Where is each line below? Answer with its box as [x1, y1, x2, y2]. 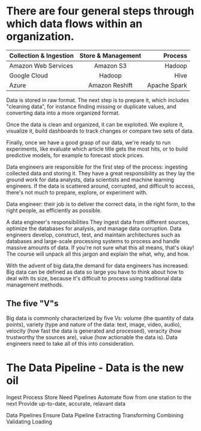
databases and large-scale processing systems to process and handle [6, 237, 180, 244]
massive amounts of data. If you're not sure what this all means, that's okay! [6, 244, 194, 251]
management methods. [6, 281, 64, 288]
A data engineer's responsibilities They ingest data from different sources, [6, 218, 190, 226]
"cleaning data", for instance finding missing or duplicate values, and [6, 103, 177, 110]
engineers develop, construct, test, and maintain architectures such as [6, 231, 181, 238]
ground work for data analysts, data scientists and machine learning [6, 176, 175, 183]
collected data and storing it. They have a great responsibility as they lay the [6, 169, 195, 176]
